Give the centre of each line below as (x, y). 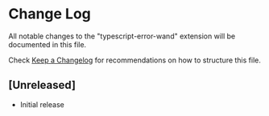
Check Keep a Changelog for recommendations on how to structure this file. (135, 60)
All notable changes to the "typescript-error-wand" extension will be (122, 36)
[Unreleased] (42, 85)
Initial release (42, 104)
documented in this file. (48, 44)
